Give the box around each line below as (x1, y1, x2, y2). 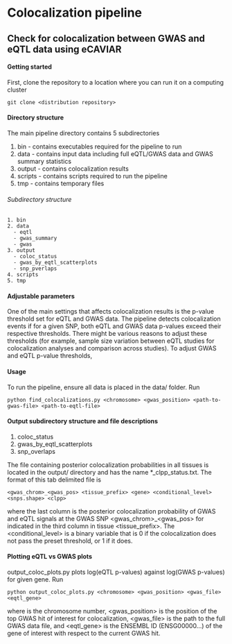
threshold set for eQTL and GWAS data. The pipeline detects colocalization (7, 314, 221, 323)
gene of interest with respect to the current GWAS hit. (7, 629, 161, 637)
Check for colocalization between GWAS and (7, 33, 206, 44)
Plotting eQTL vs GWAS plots (7, 552, 92, 561)
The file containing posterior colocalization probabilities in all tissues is (7, 460, 209, 469)
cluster (7, 85, 27, 94)
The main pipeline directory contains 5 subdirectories (7, 128, 160, 137)
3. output (7, 247, 36, 254)
